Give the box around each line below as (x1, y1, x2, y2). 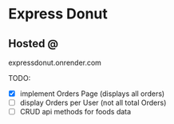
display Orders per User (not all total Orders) (19, 98, 167, 108)
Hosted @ (8, 37, 58, 50)
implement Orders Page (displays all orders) (19, 89, 165, 98)
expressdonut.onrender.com (8, 58, 102, 67)
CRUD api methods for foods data (19, 107, 132, 117)
